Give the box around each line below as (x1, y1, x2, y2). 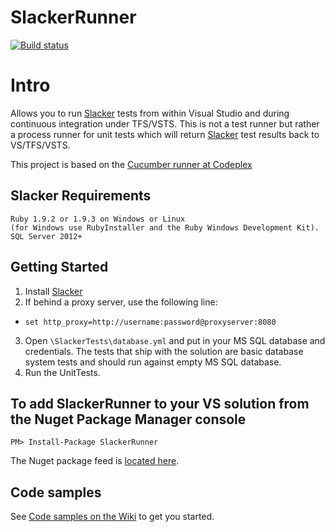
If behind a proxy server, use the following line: (24, 296, 218, 308)
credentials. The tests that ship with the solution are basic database (24, 345, 304, 357)
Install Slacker (24, 285, 83, 297)
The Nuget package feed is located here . (10, 455, 180, 467)
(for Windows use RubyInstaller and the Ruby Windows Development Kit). (10, 222, 320, 233)
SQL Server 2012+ (10, 231, 83, 241)
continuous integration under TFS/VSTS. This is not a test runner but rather (10, 117, 320, 130)
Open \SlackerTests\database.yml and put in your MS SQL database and (24, 334, 326, 346)
